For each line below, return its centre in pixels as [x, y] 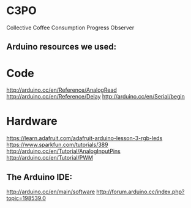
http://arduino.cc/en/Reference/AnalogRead [62, 90]
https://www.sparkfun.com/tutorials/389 [57, 145]
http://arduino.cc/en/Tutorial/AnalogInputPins [63, 151]
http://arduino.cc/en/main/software [51, 192]
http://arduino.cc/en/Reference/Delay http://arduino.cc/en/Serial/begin [95, 97]
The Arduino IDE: [39, 177]
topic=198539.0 [26, 198]
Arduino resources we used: [62, 47]
